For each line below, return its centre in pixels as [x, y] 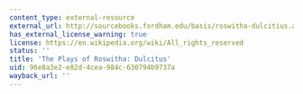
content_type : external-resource [72, 17]
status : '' [30, 51]
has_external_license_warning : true [78, 34]
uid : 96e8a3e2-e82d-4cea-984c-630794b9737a [92, 68]
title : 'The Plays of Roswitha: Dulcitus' [90, 59]
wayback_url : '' [40, 76]
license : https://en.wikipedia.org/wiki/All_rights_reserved [127, 43]
